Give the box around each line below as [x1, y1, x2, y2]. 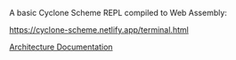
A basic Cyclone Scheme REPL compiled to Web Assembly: [9, 8, 227, 18]
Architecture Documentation [9, 41, 113, 52]
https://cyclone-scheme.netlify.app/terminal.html [9, 25, 189, 34]
